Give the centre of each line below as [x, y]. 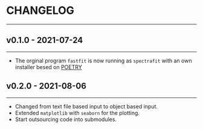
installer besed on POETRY [49, 67]
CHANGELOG [40, 11]
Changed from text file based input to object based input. [86, 106]
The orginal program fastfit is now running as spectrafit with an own [103, 61]
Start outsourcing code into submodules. [66, 119]
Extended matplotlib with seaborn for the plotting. [77, 113]
